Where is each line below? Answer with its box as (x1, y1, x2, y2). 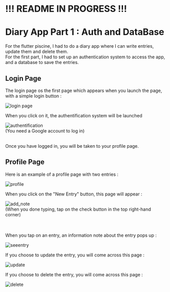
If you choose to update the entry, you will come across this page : (5, 252, 145, 258)
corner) (5, 211, 21, 217)
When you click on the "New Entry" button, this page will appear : (5, 191, 143, 197)
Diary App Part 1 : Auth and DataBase (5, 26, 164, 38)
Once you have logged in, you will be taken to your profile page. (5, 143, 139, 149)
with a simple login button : (5, 92, 62, 99)
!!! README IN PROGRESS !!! (5, 3, 127, 15)
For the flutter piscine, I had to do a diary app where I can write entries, (5, 43, 154, 49)
